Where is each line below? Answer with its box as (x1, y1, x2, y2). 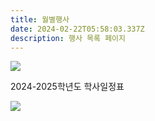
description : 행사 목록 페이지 (10, 33, 126, 43)
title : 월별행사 (10, 14, 70, 25)
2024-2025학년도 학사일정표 (10, 81, 125, 93)
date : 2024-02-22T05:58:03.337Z (10, 24, 145, 34)
